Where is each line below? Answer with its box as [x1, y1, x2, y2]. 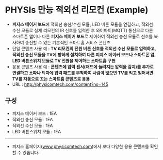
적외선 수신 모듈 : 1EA [12, 122, 53, 128]
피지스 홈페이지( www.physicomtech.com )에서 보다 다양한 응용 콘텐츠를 [12, 144, 149, 149]
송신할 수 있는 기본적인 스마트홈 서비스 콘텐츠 [25, 39, 111, 45]
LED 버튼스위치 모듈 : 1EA [12, 128, 61, 134]
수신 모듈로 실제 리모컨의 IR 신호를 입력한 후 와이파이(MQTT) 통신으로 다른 [12, 27, 153, 33]
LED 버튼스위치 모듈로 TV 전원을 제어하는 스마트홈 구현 [12, 58, 115, 64]
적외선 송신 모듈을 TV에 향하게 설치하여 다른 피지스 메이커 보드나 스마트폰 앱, [12, 51, 156, 57]
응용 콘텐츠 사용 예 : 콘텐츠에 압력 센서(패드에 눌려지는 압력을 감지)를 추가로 [12, 64, 154, 69]
